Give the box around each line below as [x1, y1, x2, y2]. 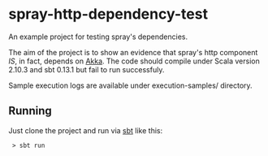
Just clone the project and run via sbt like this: [8, 125, 163, 135]
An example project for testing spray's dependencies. [8, 32, 188, 41]
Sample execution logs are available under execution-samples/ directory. [8, 80, 253, 90]
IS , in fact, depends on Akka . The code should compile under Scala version [8, 56, 260, 66]
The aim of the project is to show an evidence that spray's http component [8, 47, 258, 57]
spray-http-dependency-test [8, 5, 209, 24]
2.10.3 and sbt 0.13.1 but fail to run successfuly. [8, 64, 165, 74]
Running [8, 104, 53, 118]
